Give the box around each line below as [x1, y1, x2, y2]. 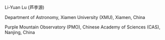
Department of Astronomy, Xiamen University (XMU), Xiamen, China [4, 14, 145, 20]
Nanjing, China [4, 29, 35, 35]
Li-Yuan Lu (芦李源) [4, 4, 44, 10]
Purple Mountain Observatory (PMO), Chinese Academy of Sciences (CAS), [4, 24, 160, 30]
